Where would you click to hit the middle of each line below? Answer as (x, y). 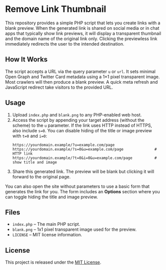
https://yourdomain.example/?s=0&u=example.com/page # (84, 149)
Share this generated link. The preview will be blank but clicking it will (83, 171)
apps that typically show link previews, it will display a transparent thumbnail (83, 33)
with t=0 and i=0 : (30, 136)
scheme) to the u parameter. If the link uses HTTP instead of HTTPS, (82, 125)
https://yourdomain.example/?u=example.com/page (63, 145)
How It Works (27, 60)
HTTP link (23, 154)
